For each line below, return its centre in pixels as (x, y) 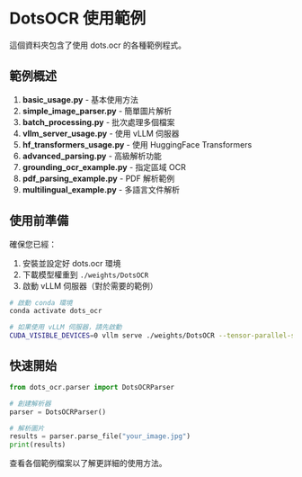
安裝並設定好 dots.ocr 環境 (71, 263)
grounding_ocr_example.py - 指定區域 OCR (104, 166)
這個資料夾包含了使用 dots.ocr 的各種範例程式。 (98, 45)
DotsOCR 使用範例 (78, 18)
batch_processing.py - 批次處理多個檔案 (98, 121)
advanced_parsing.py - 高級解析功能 (92, 156)
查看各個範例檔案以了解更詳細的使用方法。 (88, 463)
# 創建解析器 (30, 403)
